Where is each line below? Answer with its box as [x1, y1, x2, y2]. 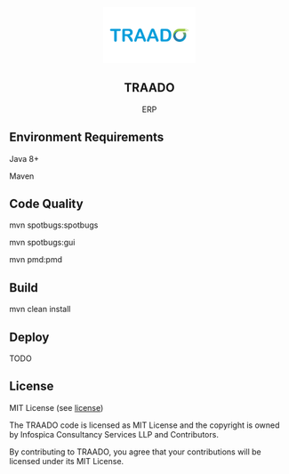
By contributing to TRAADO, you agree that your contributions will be [9, 446, 261, 457]
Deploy [9, 329, 50, 344]
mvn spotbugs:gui [9, 237, 76, 248]
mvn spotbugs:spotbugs [9, 220, 99, 230]
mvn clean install [9, 304, 71, 315]
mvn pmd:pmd [9, 254, 62, 265]
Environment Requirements [9, 130, 165, 145]
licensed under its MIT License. [9, 455, 124, 466]
